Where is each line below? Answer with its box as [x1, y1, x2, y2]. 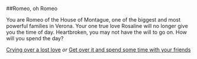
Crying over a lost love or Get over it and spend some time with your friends [6, 46, 191, 53]
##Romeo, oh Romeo [6, 5, 58, 12]
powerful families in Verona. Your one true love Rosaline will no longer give [6, 23, 188, 29]
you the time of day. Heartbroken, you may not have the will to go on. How [6, 29, 188, 36]
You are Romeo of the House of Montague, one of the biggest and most [6, 16, 181, 23]
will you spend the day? [6, 35, 64, 41]
